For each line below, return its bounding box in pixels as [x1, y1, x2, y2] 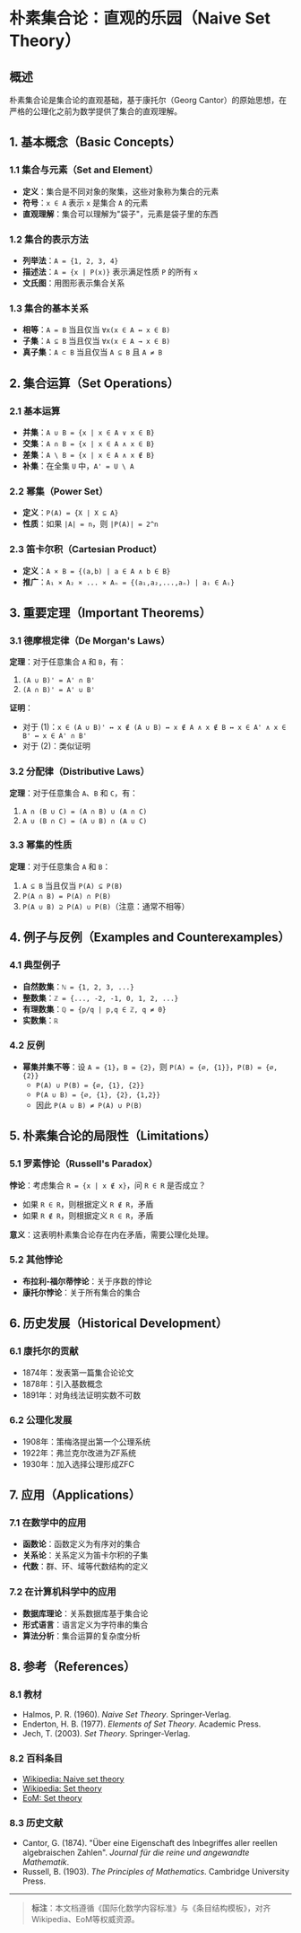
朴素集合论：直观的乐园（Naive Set [9, 8, 271, 29]
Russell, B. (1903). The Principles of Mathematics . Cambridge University [21, 1867, 289, 1877]
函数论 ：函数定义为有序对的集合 [21, 1539, 141, 1550]
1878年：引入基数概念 [21, 1378, 103, 1389]
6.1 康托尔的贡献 [9, 1345, 79, 1357]
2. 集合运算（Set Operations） [9, 375, 179, 391]
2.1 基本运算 [9, 405, 61, 417]
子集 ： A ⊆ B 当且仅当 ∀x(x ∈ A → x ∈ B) [21, 336, 171, 347]
